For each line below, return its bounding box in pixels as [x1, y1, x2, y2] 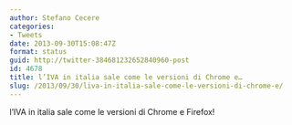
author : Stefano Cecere [9, 13, 100, 23]
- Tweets [9, 30, 43, 39]
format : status [9, 47, 68, 57]
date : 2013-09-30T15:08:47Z [9, 38, 117, 48]
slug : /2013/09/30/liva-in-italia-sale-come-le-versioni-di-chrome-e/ [9, 81, 284, 90]
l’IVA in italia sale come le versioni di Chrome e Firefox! [9, 106, 215, 117]
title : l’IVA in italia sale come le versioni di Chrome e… [9, 73, 244, 82]
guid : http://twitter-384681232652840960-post [9, 56, 190, 65]
